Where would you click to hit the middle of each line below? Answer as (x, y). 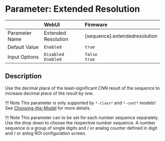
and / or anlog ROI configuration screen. (46, 133)
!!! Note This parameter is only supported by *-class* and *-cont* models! (81, 103)
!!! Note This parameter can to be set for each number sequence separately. (82, 117)
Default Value (23, 47)
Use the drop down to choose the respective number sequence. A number (80, 123)
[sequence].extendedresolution (121, 36)
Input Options (23, 56)
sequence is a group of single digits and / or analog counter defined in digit (81, 128)
